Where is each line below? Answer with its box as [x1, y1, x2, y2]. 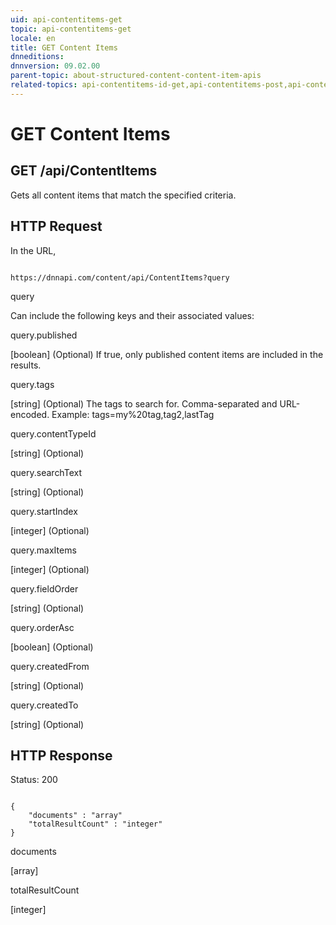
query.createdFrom [10, 660, 90, 672]
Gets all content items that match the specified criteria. [10, 189, 237, 201]
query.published [10, 329, 78, 341]
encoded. [10, 408, 50, 420]
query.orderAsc [10, 621, 75, 633]
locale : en [10, 33, 56, 43]
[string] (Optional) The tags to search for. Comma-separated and [10, 397, 278, 410]
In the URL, [10, 244, 57, 256]
